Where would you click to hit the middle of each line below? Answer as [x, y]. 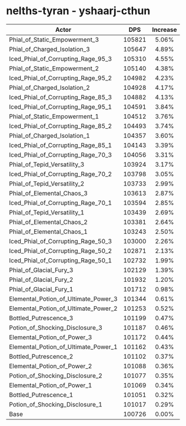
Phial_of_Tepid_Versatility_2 [47, 183]
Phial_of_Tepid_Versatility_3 [47, 164]
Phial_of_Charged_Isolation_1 [49, 135]
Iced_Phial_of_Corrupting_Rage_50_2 [61, 251]
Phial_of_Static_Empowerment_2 [54, 68]
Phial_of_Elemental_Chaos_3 [49, 193]
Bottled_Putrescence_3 [41, 318]
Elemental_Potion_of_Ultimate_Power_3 [63, 298]
